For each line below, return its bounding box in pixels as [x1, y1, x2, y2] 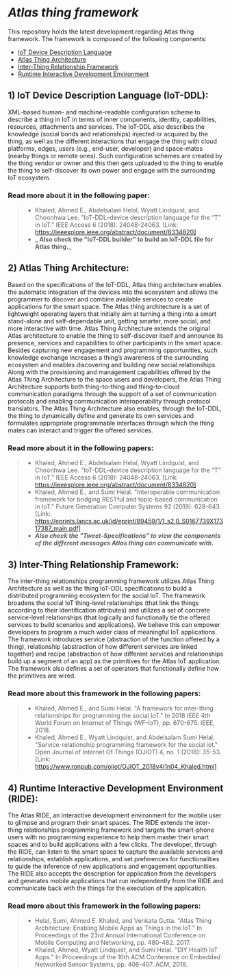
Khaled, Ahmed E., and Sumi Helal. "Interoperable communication [34, 488, 220, 496]
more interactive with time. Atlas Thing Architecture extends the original [8, 324, 211, 332]
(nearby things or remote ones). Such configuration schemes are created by [8, 151, 223, 160]
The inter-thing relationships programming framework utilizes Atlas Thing [8, 577, 214, 585]
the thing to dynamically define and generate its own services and [8, 411, 194, 419]
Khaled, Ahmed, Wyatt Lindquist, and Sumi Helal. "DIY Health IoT [34, 946, 218, 954]
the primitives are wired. [8, 671, 76, 680]
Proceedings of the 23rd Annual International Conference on [34, 931, 206, 939]
